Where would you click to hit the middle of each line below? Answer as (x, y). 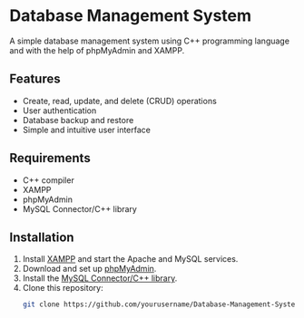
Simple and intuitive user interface (87, 130)
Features (35, 79)
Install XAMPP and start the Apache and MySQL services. (130, 259)
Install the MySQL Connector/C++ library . (100, 278)
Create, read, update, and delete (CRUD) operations (120, 101)
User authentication (59, 111)
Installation (42, 237)
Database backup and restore (78, 120)
